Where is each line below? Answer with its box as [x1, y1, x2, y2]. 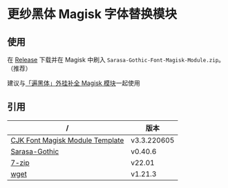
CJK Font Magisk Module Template [10, 135, 124, 145]
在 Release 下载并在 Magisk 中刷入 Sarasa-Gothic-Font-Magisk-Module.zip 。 [7, 56, 225, 64]
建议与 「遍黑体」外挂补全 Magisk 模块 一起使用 [7, 79, 140, 87]
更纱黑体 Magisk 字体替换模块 [7, 6, 178, 22]
